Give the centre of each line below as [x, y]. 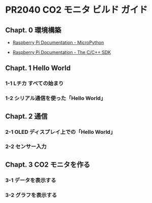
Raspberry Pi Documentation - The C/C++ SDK [62, 52]
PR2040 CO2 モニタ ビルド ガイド [77, 10]
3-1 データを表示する [31, 180]
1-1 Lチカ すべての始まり [35, 83]
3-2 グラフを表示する [31, 195]
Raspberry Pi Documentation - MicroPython [58, 42]
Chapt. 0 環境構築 [33, 30]
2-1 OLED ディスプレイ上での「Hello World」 [60, 132]
